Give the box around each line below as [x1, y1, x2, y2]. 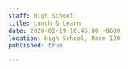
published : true [8, 42, 63, 50]
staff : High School [8, 11, 74, 20]
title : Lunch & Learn [8, 19, 81, 27]
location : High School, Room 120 [8, 34, 121, 43]
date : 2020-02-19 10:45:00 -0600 [8, 26, 121, 34]
